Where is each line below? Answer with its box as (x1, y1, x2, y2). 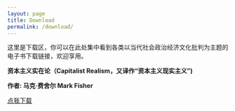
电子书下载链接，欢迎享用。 (7, 52, 88, 60)
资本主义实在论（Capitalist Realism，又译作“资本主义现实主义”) (7, 67, 193, 75)
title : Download (7, 17, 55, 24)
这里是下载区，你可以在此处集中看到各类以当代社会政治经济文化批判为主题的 (7, 43, 229, 52)
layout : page (7, 10, 46, 17)
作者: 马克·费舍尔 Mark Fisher (7, 82, 93, 90)
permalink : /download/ (7, 23, 74, 30)
